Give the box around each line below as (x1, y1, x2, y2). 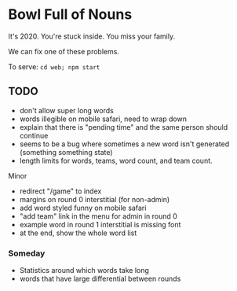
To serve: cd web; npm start (8, 61, 100, 72)
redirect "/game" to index (19, 186, 102, 196)
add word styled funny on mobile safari (19, 203, 147, 212)
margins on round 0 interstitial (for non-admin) (19, 194, 170, 204)
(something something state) (19, 147, 113, 157)
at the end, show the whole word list (19, 228, 137, 238)
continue (19, 131, 49, 140)
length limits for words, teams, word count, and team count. (19, 156, 213, 165)
